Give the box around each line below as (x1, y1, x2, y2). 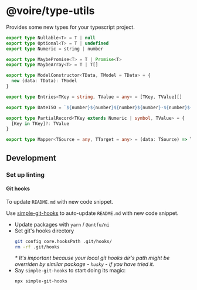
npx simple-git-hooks (14, 278, 67, 284)
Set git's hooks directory (14, 227, 74, 234)
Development (6, 153, 57, 163)
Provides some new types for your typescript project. (6, 23, 135, 31)
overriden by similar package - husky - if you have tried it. (14, 261, 154, 268)
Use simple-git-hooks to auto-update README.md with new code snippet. (6, 210, 179, 217)
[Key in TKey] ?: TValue (11, 120, 69, 127)
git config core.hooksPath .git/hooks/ (14, 238, 113, 244)
